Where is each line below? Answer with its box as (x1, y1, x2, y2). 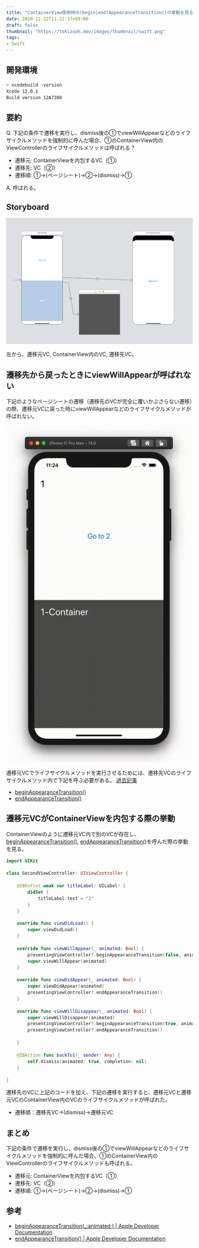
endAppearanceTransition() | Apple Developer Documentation (14, 1235, 166, 1242)
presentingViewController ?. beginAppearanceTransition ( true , (27, 1021, 179, 1027)
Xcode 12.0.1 (6, 88, 38, 94)
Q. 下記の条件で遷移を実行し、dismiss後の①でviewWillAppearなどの (6, 130, 176, 137)
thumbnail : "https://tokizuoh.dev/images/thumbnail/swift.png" (6, 29, 166, 34)
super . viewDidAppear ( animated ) (27, 984, 105, 989)
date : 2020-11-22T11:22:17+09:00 (6, 15, 89, 22)
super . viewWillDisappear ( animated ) (27, 1014, 115, 1020)
